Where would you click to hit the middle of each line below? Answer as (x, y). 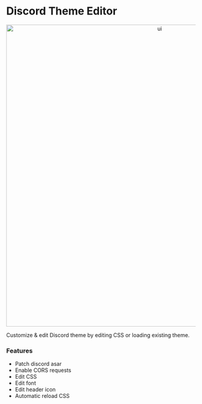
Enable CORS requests (43, 370)
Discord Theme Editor (62, 11)
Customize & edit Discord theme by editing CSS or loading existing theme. (98, 335)
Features (20, 350)
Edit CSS (26, 377)
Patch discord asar (38, 364)
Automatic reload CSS (42, 396)
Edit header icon (35, 390)
